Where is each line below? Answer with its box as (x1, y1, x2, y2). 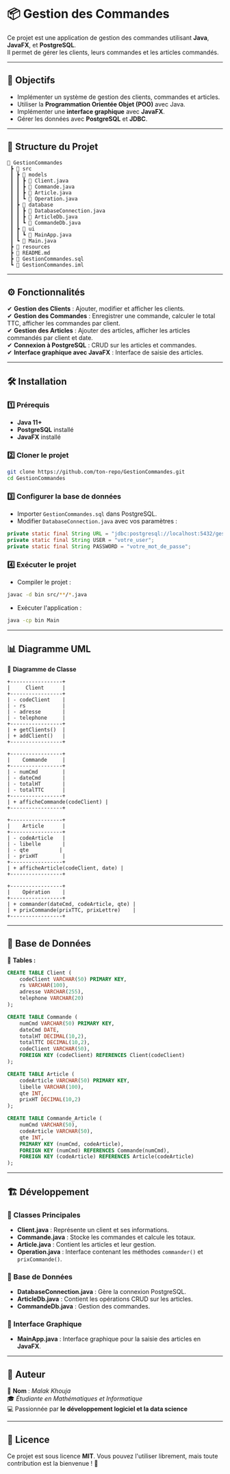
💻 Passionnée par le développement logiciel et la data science (7, 1405, 188, 1413)
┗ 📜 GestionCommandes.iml (10, 261, 84, 269)
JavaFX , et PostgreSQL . (7, 41, 77, 49)
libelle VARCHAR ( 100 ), (19, 1083, 84, 1090)
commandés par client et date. (7, 334, 94, 342)
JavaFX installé (16, 433, 62, 441)
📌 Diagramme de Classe (7, 665, 77, 673)
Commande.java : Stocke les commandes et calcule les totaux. (16, 1233, 196, 1241)
